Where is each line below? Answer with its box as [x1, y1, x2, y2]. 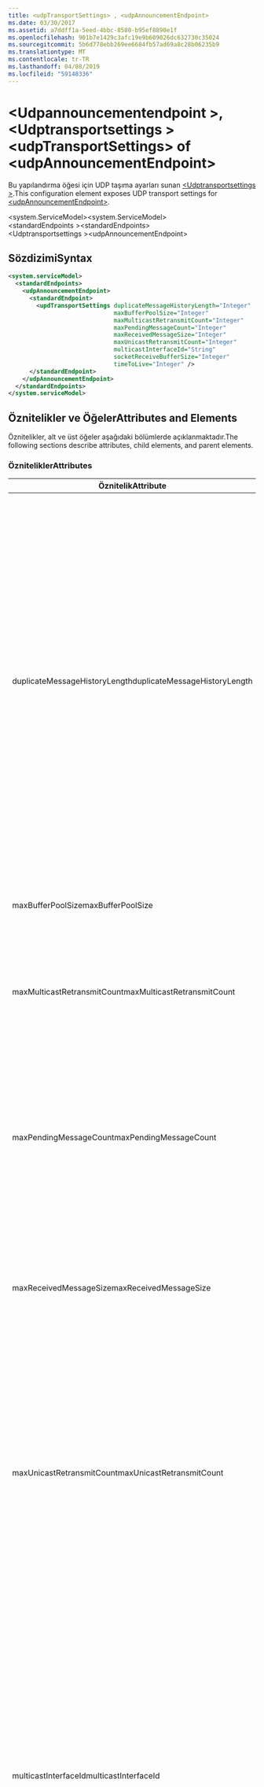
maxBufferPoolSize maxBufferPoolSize [12, 900, 153, 911]
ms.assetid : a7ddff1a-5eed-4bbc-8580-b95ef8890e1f [8, 26, 178, 34]
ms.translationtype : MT [8, 48, 86, 56]
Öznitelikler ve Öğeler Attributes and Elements [8, 411, 237, 425]
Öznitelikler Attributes [8, 460, 93, 471]
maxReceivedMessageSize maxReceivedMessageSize [12, 1283, 211, 1294]
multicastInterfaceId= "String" [113, 345, 216, 354]
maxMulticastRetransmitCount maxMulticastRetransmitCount [12, 987, 236, 998]
